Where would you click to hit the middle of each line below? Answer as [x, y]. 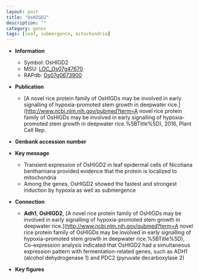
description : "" [26, 23]
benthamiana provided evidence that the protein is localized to [100, 171]
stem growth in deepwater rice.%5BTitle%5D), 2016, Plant [120, 124]
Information [30, 51]
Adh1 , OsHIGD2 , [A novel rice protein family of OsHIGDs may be [102, 213]
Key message [32, 154]
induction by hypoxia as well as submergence [80, 190]
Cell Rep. [35, 130]
